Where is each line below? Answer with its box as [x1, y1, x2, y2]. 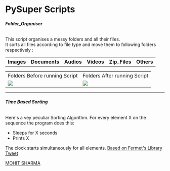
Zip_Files [109, 58, 132, 65]
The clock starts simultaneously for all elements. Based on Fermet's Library [5, 145, 163, 151]
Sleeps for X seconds [12, 130, 58, 136]
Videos [87, 58, 105, 65]
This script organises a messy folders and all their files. [5, 36, 120, 42]
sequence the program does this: [5, 120, 74, 126]
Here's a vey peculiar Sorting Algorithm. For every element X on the [5, 114, 146, 120]
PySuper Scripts [5, 4, 75, 15]
